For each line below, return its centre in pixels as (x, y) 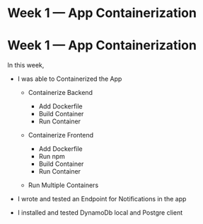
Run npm (52, 157)
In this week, (26, 65)
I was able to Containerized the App (70, 79)
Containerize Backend (60, 93)
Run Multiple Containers (63, 185)
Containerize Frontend (61, 135)
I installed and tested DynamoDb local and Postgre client (100, 213)
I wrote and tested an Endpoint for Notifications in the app (102, 199)
